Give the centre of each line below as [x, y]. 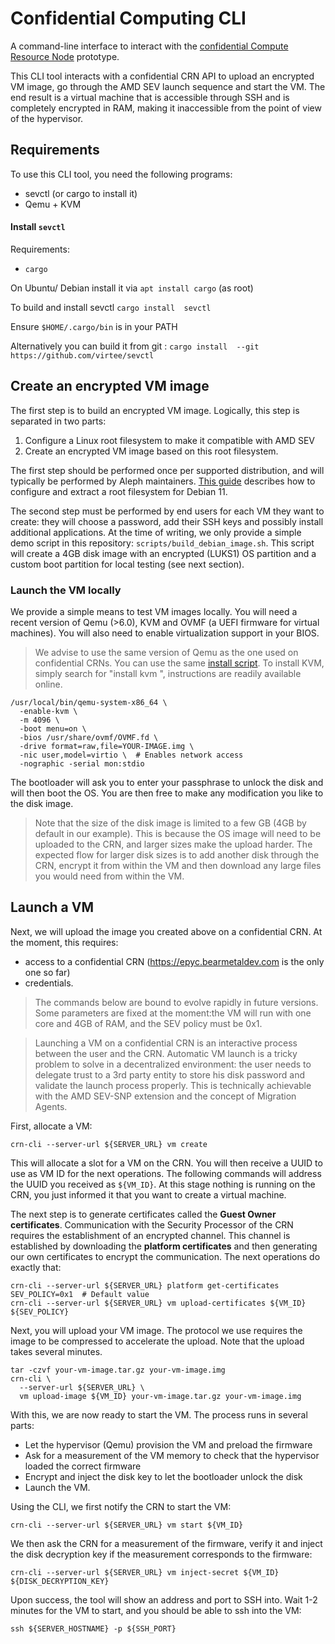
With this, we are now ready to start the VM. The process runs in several [159, 1414]
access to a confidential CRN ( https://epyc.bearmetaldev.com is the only [174, 961]
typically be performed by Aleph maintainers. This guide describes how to [163, 481]
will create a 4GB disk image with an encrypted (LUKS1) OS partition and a [163, 553]
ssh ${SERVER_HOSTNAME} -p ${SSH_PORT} [93, 1628]
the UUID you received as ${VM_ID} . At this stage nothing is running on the [163, 1184]
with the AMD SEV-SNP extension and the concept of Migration [165, 1096]
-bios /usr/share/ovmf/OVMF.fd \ [89, 738]
